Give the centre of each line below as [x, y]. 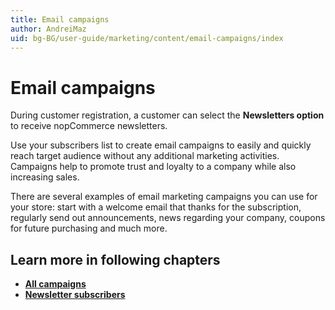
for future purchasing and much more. [89, 228]
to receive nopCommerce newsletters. [89, 126]
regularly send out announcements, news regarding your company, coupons [168, 218]
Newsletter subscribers [75, 295]
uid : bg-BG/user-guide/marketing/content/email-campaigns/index [147, 38]
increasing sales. [45, 177]
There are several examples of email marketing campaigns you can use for [164, 197]
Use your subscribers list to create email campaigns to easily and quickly [161, 145]
